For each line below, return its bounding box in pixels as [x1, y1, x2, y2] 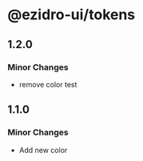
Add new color [18, 145, 68, 155]
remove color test [18, 79, 77, 89]
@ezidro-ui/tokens [7, 6, 136, 24]
